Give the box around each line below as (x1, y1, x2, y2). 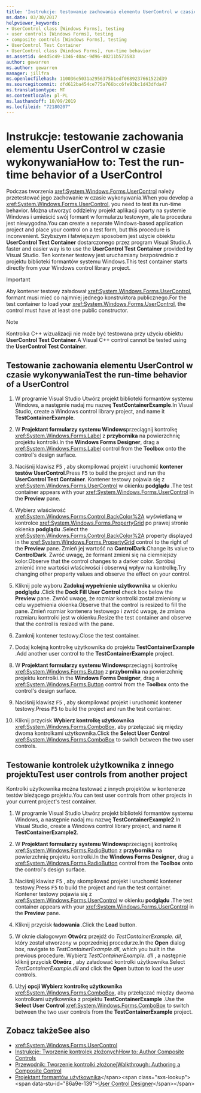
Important (6, 276, 31, 283)
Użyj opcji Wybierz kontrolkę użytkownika (14, 983, 123, 990)
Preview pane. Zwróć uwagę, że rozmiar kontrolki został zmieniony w (14, 595, 187, 602)
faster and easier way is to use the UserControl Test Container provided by (6, 245, 193, 252)
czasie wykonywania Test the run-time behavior (6, 370, 187, 380)
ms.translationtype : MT (6, 87, 66, 93)
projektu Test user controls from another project (6, 769, 188, 779)
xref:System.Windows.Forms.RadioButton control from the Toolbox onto (14, 860, 193, 867)
